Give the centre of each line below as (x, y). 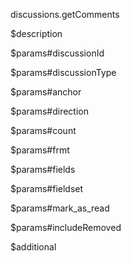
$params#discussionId (57, 53)
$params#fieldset (47, 188)
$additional (33, 247)
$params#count (43, 130)
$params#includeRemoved (66, 227)
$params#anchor (46, 92)
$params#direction (50, 111)
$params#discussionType (63, 72)
